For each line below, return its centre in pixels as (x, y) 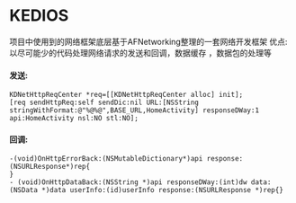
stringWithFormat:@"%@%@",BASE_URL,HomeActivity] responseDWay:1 (134, 110)
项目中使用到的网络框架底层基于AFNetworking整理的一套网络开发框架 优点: (148, 41)
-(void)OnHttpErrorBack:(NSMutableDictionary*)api (106, 159)
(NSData (24, 190)
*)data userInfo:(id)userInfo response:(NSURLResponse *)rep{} (162, 190)
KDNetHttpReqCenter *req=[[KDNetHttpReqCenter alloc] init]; (126, 95)
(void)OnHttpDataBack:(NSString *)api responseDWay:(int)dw (132, 182)
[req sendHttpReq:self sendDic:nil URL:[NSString (104, 103)
